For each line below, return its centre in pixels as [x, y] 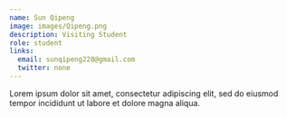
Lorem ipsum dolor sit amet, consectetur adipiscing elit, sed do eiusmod [144, 93]
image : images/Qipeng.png [58, 26]
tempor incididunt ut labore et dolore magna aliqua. [105, 103]
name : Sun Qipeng [42, 18]
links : [22, 51]
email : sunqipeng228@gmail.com [77, 59]
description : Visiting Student [68, 34]
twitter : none [44, 68]
